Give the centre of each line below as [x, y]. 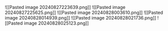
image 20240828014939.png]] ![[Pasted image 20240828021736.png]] [80, 18]
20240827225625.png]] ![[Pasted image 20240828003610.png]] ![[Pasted [84, 12]
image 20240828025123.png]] [57, 23]
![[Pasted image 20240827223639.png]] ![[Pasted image [65, 7]
